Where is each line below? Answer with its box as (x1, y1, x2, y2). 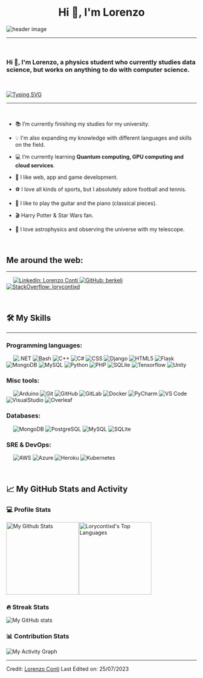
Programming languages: (6, 341, 83, 349)
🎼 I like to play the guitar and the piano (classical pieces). (14, 199, 157, 207)
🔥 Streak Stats (6, 602, 50, 611)
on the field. (14, 141, 45, 149)
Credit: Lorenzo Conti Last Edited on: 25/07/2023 (6, 665, 129, 673)
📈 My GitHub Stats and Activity (6, 484, 128, 494)
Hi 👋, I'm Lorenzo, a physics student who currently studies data (6, 57, 196, 66)
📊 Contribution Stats (6, 631, 69, 640)
